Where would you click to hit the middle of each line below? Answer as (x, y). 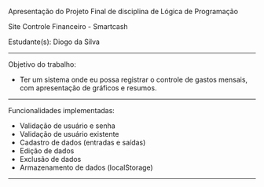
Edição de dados (47, 151)
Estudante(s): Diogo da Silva (54, 42)
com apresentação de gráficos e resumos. (88, 88)
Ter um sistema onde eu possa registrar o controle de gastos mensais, (134, 79)
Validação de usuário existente (69, 134)
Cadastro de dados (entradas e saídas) (82, 142)
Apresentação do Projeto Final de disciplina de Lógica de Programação (123, 11)
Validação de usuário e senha (67, 126)
